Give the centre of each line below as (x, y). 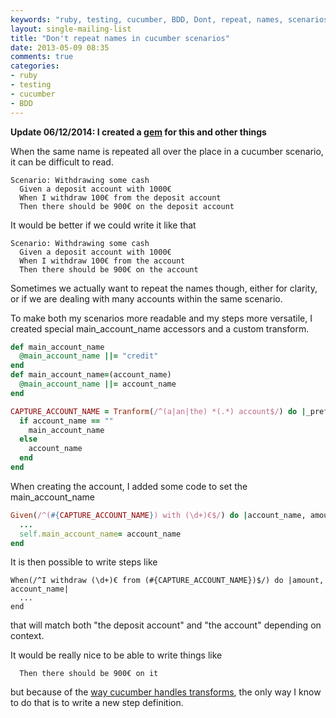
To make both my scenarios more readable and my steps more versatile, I (161, 318)
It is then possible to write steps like (84, 562)
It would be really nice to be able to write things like (116, 655)
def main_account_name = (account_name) (91, 375)
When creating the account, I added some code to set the (129, 486)
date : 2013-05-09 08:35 (60, 47)
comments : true (42, 57)
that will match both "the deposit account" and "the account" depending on (166, 625)
